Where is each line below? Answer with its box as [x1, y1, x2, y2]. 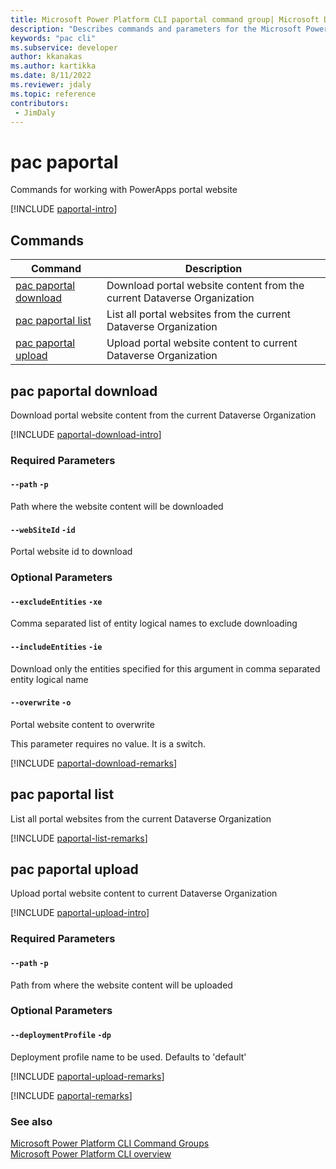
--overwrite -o [10, 698, 72, 708]
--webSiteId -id [10, 525, 76, 535]
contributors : [10, 98, 70, 108]
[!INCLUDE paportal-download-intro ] [10, 428, 162, 440]
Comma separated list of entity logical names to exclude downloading [10, 617, 298, 630]
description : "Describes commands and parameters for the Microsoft [10, 24, 302, 34]
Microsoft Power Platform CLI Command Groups [10, 1137, 210, 1149]
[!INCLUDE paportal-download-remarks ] [10, 757, 178, 769]
